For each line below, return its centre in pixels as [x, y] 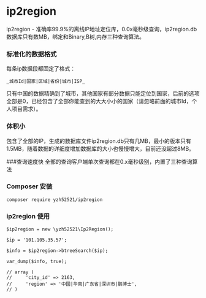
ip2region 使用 [28, 216]
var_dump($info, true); [37, 262]
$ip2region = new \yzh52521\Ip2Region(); [60, 229]
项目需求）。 [26, 109]
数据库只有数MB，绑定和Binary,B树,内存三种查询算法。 [76, 36]
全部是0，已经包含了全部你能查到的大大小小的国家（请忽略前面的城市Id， [99, 101]
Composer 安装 [29, 186]
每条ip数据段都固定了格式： [41, 69]
